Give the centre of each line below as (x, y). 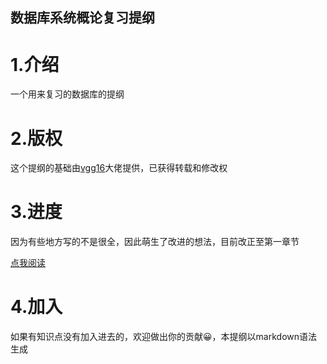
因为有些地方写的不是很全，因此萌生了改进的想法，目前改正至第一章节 (155, 242)
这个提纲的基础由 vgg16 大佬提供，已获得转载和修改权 (119, 168)
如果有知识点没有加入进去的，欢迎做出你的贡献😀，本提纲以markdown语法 (164, 337)
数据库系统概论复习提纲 (82, 18)
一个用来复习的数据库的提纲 (67, 94)
